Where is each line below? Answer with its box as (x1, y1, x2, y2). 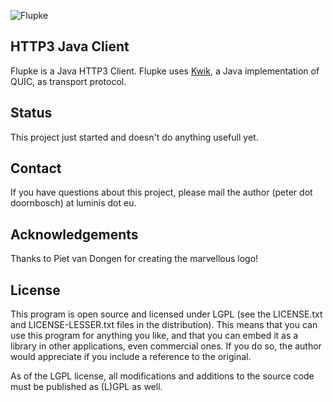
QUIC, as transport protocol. (10, 75, 127, 87)
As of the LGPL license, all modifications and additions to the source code (10, 370, 315, 382)
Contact (10, 160, 62, 177)
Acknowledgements (10, 226, 139, 243)
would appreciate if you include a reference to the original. (10, 351, 252, 363)
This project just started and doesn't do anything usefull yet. (10, 131, 259, 143)
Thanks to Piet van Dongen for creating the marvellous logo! (10, 253, 259, 265)
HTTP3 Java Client (10, 38, 130, 55)
